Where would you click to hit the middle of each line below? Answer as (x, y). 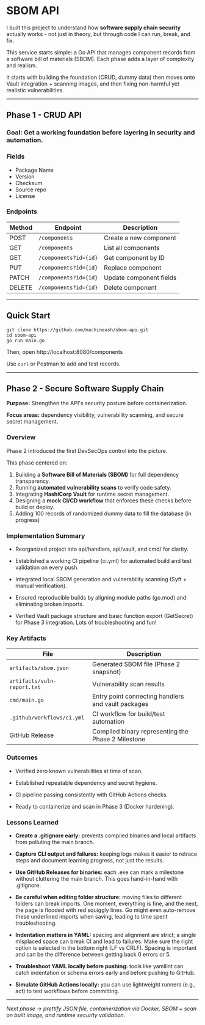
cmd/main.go (27, 700)
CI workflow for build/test (129, 714)
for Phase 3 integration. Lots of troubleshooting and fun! (86, 623)
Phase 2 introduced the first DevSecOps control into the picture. (87, 450)
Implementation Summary (46, 535)
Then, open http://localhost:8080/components (65, 351)
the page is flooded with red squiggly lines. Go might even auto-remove (105, 910)
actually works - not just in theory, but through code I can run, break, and (98, 34)
